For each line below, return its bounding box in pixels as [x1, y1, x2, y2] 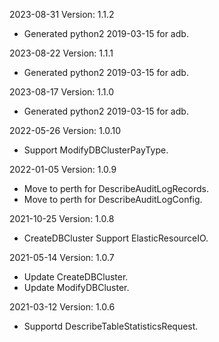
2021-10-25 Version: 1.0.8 [9, 213, 115, 224]
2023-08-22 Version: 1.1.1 [9, 47, 114, 59]
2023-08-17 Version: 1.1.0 [9, 86, 115, 98]
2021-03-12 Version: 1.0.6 [9, 301, 116, 313]
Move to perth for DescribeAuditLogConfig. [23, 194, 203, 205]
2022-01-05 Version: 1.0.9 [9, 164, 117, 175]
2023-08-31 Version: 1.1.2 [9, 9, 115, 20]
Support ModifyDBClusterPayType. [23, 144, 169, 156]
